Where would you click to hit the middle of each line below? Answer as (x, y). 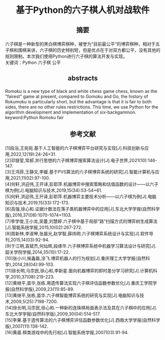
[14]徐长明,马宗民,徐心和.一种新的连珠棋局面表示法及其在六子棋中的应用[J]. (81, 308)
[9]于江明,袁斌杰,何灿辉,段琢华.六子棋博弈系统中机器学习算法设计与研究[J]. (81, 246)
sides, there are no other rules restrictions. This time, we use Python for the (82, 107)
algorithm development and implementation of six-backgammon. (71, 112)
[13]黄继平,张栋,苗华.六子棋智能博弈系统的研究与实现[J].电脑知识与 (72, 296)
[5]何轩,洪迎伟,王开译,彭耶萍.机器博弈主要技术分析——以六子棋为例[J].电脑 (81, 197)
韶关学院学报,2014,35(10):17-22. (37, 252)
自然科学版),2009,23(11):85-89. (43, 289)
